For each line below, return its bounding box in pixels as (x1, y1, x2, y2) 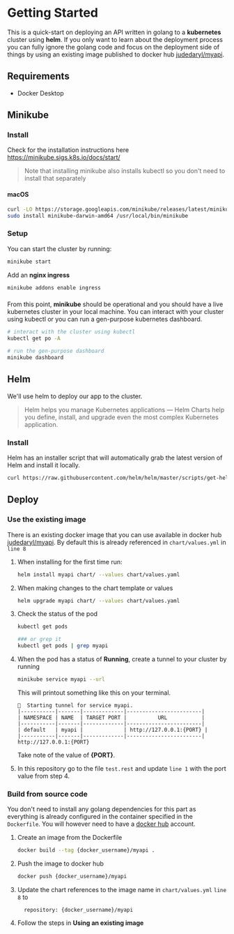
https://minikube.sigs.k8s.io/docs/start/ (7, 153, 120, 162)
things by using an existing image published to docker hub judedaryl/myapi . (7, 50, 225, 59)
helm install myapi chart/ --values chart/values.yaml (17, 571, 180, 578)
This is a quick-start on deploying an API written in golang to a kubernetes (7, 28, 221, 36)
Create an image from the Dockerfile (17, 834, 123, 842)
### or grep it (17, 636, 62, 643)
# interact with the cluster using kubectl (7, 329, 136, 336)
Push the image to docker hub (17, 859, 104, 868)
